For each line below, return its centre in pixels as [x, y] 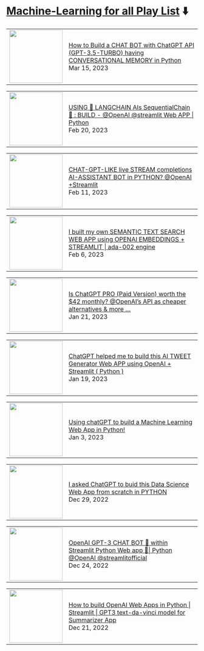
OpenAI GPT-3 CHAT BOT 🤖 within [118, 542]
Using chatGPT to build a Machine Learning [131, 422]
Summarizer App [93, 620]
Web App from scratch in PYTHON [118, 491]
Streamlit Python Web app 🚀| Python [121, 550]
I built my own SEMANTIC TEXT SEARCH [127, 232]
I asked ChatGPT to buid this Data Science [129, 484]
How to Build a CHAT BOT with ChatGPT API [132, 45]
